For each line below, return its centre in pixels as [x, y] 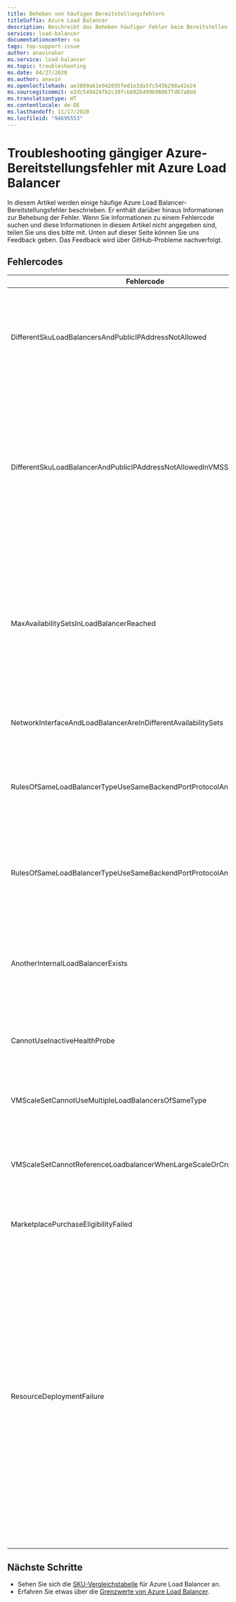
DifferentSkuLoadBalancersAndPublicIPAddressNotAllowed [109, 337]
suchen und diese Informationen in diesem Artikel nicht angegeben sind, [112, 225]
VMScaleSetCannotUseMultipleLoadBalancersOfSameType [109, 1100]
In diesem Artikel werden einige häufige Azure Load [82, 202]
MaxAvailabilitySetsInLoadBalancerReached [83, 624]
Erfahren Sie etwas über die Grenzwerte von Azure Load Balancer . [113, 1591]
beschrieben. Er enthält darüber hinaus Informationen [146, 210]
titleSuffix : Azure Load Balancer [58, 20]
